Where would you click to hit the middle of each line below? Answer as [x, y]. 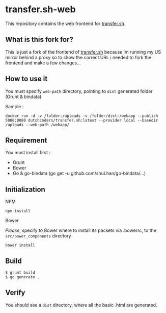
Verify [15, 293]
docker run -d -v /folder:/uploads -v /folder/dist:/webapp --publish [82, 116]
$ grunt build [20, 273]
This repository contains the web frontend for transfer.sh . [65, 23]
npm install [18, 211]
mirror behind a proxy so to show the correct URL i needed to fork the [78, 57]
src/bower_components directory [38, 236]
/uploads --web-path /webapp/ [37, 125]
